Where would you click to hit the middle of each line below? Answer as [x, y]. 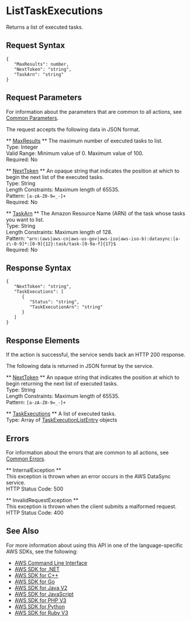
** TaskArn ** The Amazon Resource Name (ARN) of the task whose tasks [96, 213]
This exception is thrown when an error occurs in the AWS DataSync [88, 476]
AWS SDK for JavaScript [44, 594]
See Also [22, 531]
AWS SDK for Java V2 [41, 587]
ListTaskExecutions [55, 11]
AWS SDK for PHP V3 [40, 600]
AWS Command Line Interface [51, 563]
